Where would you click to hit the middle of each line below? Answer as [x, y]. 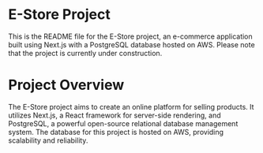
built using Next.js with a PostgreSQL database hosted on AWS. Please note [131, 44]
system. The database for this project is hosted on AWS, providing [116, 132]
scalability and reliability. [48, 140]
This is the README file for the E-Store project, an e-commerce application [130, 36]
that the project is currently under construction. [85, 53]
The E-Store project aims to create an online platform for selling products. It [131, 106]
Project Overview [66, 85]
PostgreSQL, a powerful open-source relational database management [123, 123]
